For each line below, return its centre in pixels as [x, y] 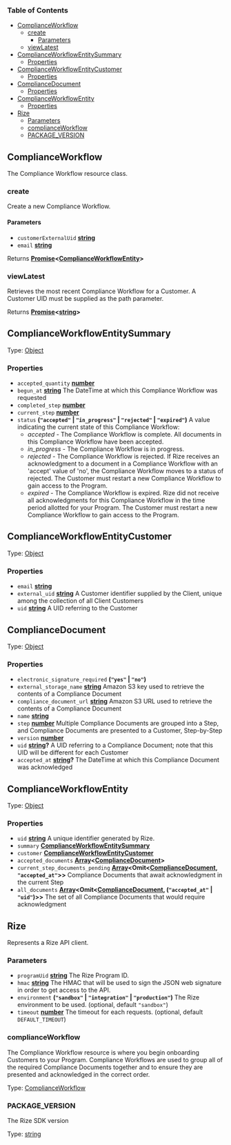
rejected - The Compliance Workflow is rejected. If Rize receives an [123, 457]
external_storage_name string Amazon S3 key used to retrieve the [111, 687]
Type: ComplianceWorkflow [47, 1088]
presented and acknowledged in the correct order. [79, 1074]
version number [40, 738]
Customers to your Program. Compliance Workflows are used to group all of [115, 1059]
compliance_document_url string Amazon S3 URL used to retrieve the [114, 701]
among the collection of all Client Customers [80, 601]
